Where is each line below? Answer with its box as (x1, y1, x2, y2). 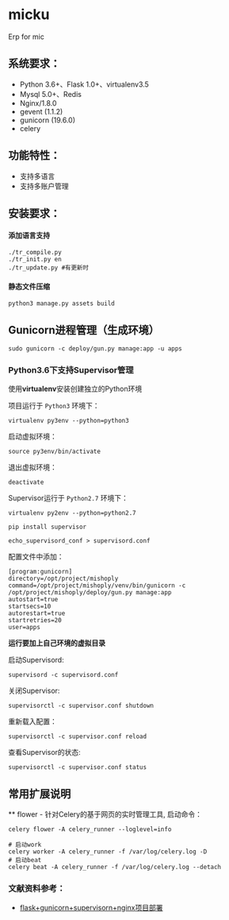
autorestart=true (8, 609, 66, 617)
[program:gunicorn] (8, 568, 73, 576)
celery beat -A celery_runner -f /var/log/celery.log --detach (8, 864, 222, 872)
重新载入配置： (8, 717, 57, 726)
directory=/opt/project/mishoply (8, 574, 119, 583)
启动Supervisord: (8, 655, 65, 665)
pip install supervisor (8, 523, 87, 532)
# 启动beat (8, 856, 42, 864)
